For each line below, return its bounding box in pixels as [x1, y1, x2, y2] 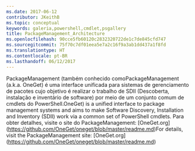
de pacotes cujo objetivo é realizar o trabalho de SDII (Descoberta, [6, 87, 169, 95]
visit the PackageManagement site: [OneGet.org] [6, 131, 126, 139]
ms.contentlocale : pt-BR [6, 53, 68, 59]
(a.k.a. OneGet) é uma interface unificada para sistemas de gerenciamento [6, 81, 189, 88]
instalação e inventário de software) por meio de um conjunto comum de [6, 93, 184, 101]
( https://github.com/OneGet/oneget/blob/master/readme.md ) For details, [6, 125, 183, 133]
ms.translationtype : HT [6, 48, 65, 54]
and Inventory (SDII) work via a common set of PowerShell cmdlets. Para [6, 112, 184, 119]
